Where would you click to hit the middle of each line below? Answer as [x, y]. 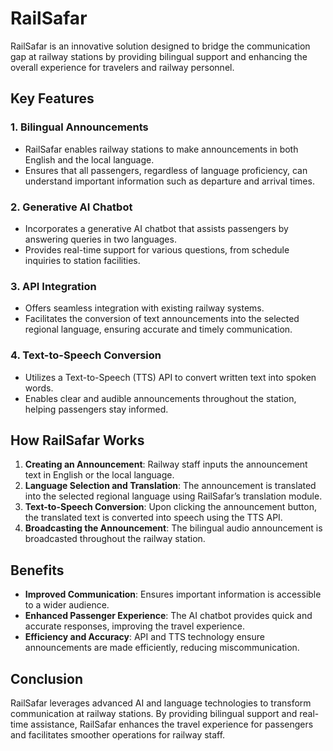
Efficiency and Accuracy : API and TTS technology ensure [144, 637]
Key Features [52, 98]
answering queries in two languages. [100, 239]
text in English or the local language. [99, 475]
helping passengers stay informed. [96, 409]
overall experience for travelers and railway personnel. [122, 67]
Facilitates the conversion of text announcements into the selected [162, 319]
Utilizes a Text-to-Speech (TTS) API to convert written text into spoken [170, 377]
